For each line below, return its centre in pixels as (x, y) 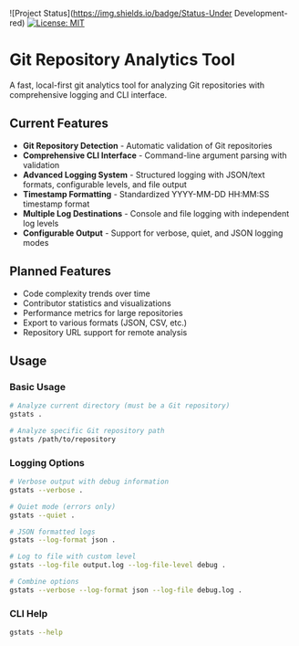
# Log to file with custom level (73, 556)
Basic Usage (38, 387)
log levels (41, 223)
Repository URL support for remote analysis (105, 332)
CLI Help (29, 613)
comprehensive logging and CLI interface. (88, 94)
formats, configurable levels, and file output (104, 184)
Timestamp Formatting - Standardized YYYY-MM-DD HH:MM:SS (146, 194)
